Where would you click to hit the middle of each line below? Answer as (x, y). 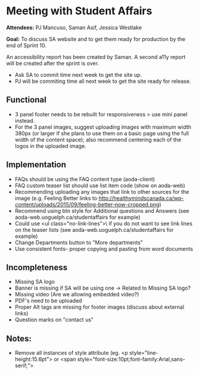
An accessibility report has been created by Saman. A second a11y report (96, 57)
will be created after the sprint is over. (53, 63)
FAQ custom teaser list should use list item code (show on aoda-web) (100, 185)
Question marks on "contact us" (54, 320)
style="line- (144, 353)
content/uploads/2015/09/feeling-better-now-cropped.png (87, 204)
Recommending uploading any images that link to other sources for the (102, 191)
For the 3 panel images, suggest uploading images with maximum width (103, 127)
